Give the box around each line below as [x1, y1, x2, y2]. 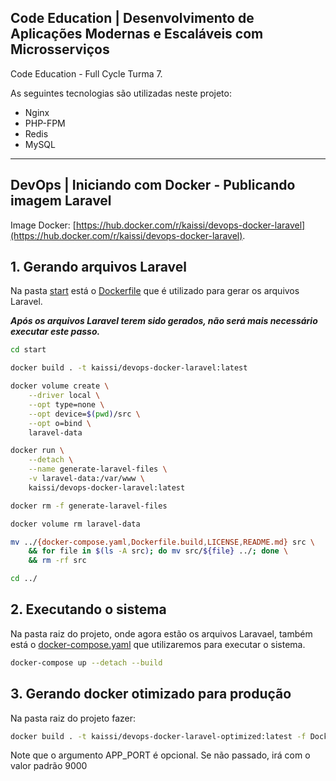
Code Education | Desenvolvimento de [10, 10, 255, 27]
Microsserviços [10, 41, 110, 58]
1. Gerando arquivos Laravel [10, 259, 187, 276]
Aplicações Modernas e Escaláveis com [10, 26, 264, 43]
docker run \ [10, 446, 65, 456]
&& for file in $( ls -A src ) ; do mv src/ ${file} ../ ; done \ [28, 546, 289, 556]
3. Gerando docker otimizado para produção [10, 686, 292, 703]
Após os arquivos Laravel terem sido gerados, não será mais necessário [10, 315, 318, 327]
